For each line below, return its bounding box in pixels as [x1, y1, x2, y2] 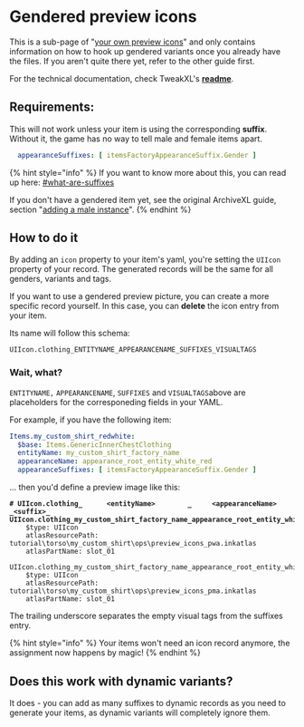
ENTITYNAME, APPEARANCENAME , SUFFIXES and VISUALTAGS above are [9, 387, 246, 398]
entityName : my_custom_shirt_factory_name [17, 449, 180, 458]
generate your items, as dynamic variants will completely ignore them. [9, 707, 271, 718]
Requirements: [9, 100, 95, 115]
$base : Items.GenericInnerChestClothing [17, 440, 172, 450]
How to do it [9, 230, 79, 246]
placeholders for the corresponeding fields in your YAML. [9, 396, 223, 407]
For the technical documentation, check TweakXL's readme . [9, 73, 234, 83]
